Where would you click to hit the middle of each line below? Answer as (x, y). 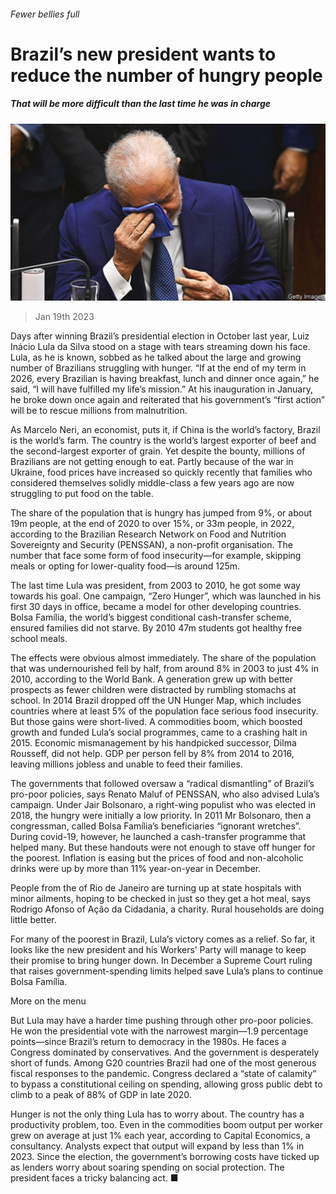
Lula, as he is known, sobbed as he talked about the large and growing (156, 357)
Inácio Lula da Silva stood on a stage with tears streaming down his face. (160, 347)
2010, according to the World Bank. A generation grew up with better (152, 679)
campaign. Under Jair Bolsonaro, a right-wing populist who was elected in (163, 805)
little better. (33, 920)
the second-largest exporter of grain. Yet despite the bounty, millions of (158, 451)
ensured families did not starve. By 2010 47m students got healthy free (156, 628)
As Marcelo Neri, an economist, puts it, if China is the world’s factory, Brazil (165, 430)
